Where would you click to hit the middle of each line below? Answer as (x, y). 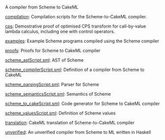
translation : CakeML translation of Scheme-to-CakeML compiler (70, 122)
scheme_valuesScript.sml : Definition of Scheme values (60, 113)
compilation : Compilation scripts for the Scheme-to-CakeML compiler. (76, 17)
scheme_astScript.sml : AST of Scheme (44, 60)
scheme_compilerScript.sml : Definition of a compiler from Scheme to (75, 70)
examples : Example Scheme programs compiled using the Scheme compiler (82, 41)
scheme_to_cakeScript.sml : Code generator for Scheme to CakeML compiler (82, 104)
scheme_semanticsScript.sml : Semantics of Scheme (58, 94)
